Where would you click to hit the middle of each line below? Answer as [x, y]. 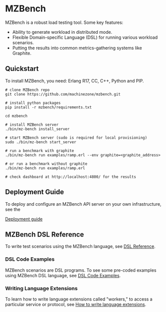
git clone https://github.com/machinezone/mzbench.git [63, 94]
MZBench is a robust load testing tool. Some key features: [64, 22]
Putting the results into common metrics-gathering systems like [77, 48]
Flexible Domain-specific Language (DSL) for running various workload [85, 37]
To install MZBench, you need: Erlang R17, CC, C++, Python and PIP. [75, 80]
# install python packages [33, 103]
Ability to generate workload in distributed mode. [62, 32]
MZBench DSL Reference [45, 234]
